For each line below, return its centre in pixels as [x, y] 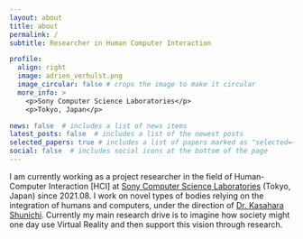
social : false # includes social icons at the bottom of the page [139, 151]
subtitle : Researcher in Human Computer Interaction [110, 43]
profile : [26, 60]
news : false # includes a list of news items [98, 126]
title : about [34, 26]
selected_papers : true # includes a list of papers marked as [129, 142]
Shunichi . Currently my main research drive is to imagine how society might [150, 215]
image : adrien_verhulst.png [70, 76]
